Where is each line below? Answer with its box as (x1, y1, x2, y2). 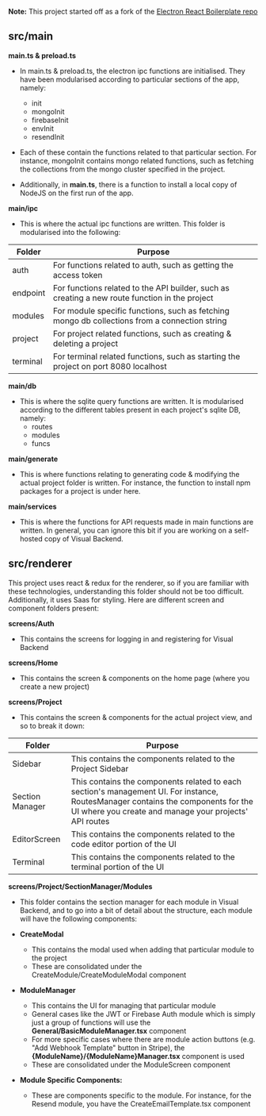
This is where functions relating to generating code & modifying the (19, 469, 240, 479)
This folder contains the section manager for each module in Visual (19, 897, 239, 906)
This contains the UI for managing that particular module (31, 1000, 216, 1010)
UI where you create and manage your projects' (70, 806, 249, 817)
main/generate (8, 454, 59, 464)
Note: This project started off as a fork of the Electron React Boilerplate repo (8, 7, 258, 16)
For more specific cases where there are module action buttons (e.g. (31, 1034, 256, 1044)
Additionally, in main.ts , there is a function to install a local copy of (19, 179, 237, 189)
